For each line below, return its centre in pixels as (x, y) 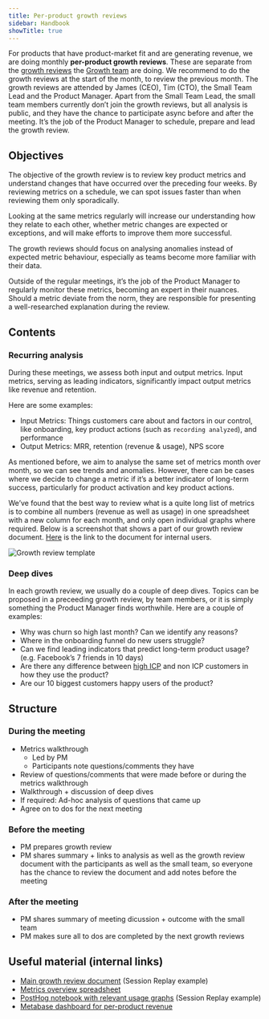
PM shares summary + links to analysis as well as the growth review (132, 855)
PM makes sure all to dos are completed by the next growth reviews (132, 936)
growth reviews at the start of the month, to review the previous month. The (133, 79)
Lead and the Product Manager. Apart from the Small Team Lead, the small (132, 96)
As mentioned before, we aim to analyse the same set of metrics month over (134, 462)
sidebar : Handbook (39, 23)
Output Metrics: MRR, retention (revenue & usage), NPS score (122, 446)
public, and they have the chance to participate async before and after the (131, 113)
